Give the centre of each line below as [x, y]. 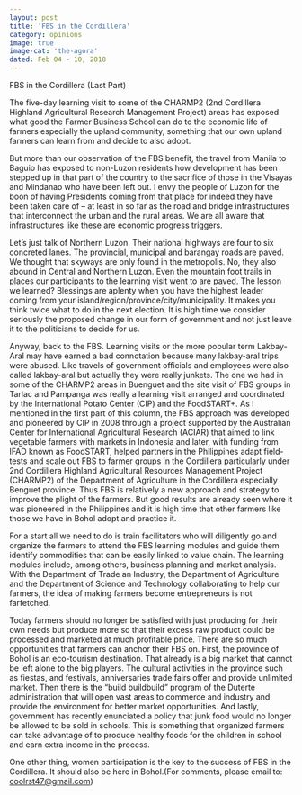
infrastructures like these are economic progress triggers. [116, 225]
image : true [31, 43]
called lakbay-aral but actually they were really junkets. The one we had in [147, 375]
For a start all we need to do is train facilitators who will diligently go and [143, 536]
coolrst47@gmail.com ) [51, 781]
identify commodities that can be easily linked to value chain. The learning [147, 555]
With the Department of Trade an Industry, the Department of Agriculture [144, 574]
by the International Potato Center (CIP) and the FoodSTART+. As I [132, 403]
